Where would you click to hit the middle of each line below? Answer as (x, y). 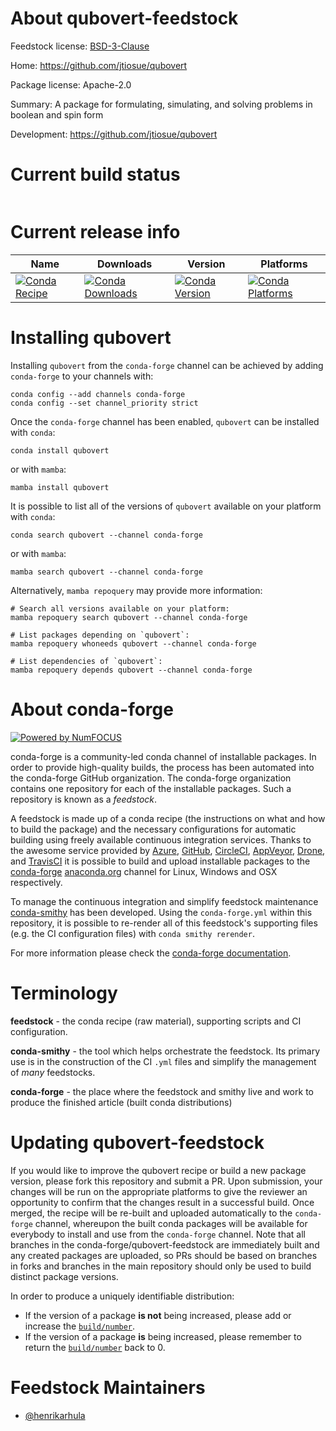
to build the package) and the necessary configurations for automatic (153, 829)
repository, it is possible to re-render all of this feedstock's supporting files (164, 923)
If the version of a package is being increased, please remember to (163, 1336)
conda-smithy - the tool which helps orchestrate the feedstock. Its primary (165, 1051)
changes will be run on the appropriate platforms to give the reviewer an (159, 1191)
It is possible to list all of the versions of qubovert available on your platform (166, 506)
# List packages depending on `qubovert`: (100, 635)
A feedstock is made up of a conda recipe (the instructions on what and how (168, 818)
